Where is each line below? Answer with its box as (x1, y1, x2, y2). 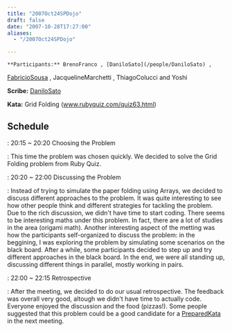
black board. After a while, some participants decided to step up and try (7, 245, 213, 254)
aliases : (7, 29, 33, 37)
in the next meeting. (7, 317, 64, 325)
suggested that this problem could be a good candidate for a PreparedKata (7, 309, 222, 317)
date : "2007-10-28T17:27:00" (7, 23, 91, 30)
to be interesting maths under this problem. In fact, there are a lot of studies (7, 216, 223, 224)
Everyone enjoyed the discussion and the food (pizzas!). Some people (7, 301, 208, 310)
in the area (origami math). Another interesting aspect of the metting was (7, 223, 215, 231)
